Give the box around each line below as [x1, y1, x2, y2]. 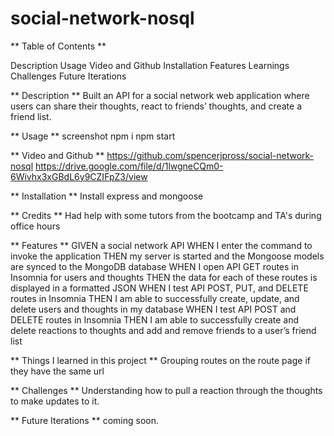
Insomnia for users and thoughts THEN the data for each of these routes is [10, 271, 318, 283]
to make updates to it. [10, 395, 100, 407]
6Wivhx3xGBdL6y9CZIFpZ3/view [10, 170, 148, 182]
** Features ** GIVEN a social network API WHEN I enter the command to [10, 239, 313, 251]
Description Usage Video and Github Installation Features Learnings [10, 59, 290, 71]
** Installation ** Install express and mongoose [10, 190, 204, 202]
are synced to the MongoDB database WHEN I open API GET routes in [10, 260, 300, 272]
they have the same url [10, 365, 105, 377]
